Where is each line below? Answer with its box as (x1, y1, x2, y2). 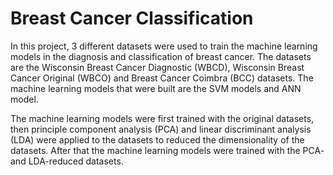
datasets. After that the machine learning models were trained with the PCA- (10, 144, 325, 156)
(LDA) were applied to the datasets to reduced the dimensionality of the (10, 133, 305, 146)
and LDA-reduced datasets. (10, 155, 124, 167)
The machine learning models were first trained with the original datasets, (10, 112, 315, 124)
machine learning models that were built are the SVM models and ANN (10, 82, 302, 94)
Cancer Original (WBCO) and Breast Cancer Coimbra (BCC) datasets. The (10, 72, 314, 84)
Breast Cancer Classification (10, 7, 254, 30)
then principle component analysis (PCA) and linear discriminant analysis (10, 123, 312, 135)
